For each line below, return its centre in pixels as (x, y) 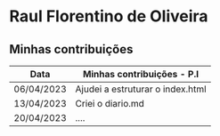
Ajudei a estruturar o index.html (141, 89)
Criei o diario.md (110, 104)
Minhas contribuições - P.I (141, 74)
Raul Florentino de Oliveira (109, 16)
